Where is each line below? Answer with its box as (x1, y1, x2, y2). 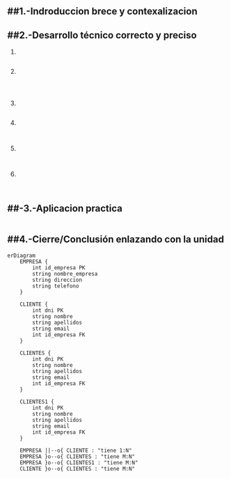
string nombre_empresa (32, 270, 98, 277)
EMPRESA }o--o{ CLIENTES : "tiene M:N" (19, 453, 136, 460)
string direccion (32, 276, 82, 283)
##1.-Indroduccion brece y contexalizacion (7, 6, 198, 17)
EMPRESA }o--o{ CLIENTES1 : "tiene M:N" (19, 459, 138, 466)
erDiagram (7, 252, 36, 259)
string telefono (32, 282, 79, 290)
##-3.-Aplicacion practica (7, 202, 123, 214)
